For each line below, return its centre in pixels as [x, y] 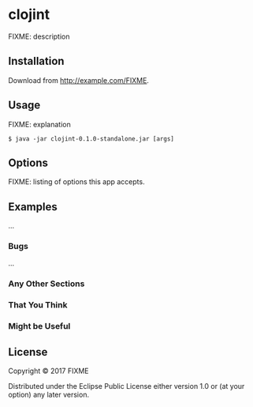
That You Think [38, 305]
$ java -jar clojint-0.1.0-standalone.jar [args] [91, 139]
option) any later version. [48, 395]
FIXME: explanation [39, 124]
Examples [33, 207]
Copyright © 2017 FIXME [48, 371]
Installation [36, 61]
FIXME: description [39, 36]
